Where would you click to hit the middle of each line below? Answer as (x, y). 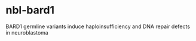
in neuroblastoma (27, 32)
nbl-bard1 (30, 10)
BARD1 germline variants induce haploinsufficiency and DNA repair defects (98, 26)
